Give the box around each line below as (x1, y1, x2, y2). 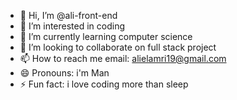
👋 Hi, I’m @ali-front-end (19, 10, 118, 21)
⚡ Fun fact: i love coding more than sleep (19, 78, 189, 90)
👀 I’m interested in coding (19, 20, 126, 32)
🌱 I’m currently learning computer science (19, 31, 193, 42)
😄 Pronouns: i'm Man (19, 67, 110, 79)
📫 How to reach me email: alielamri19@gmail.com (19, 53, 227, 64)
